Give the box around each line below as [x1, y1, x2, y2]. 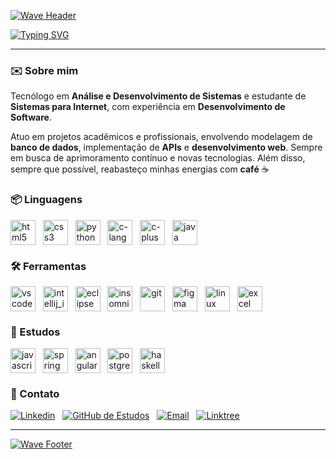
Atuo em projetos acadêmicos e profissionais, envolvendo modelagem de [10, 131, 313, 143]
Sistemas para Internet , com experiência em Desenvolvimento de [10, 101, 286, 113]
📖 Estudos [10, 325, 61, 339]
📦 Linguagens [10, 193, 83, 207]
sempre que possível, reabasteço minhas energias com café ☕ [10, 163, 270, 175]
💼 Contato [10, 387, 60, 401]
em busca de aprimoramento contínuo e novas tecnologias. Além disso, [10, 152, 306, 164]
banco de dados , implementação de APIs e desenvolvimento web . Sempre [10, 141, 323, 154]
